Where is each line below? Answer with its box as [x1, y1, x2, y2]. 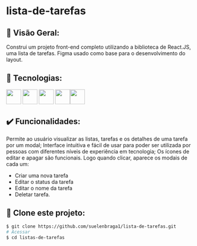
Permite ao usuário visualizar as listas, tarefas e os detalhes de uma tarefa [6, 135, 188, 142]
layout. [6, 56, 23, 63]
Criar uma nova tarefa [14, 172, 68, 179]
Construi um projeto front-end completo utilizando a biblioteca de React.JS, [6, 43, 191, 50]
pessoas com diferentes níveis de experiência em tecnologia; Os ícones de [6, 148, 190, 155]
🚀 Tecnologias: [6, 73, 62, 84]
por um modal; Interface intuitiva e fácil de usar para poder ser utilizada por [6, 141, 191, 149]
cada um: [6, 160, 29, 167]
